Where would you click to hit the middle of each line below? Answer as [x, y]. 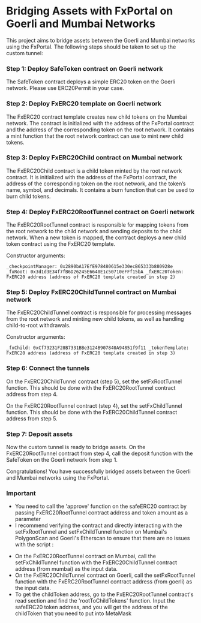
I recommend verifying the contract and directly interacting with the [98, 525]
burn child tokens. [28, 196]
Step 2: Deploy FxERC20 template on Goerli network [84, 104]
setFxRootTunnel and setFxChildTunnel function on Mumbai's [91, 532]
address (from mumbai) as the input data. [66, 569]
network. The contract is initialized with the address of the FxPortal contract [100, 123]
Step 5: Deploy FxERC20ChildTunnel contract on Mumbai [91, 292]
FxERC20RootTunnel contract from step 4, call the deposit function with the [100, 453]
